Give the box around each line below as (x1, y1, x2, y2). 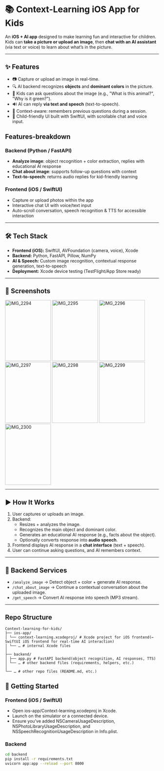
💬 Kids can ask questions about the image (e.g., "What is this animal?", (12, 90, 155, 96)
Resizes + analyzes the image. (19, 522, 81, 528)
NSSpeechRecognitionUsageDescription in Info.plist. (12, 729, 118, 734)
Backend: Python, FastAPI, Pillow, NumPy (12, 252, 96, 259)
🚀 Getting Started (5, 682, 59, 690)
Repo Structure (5, 613, 52, 622)
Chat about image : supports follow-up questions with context (12, 169, 137, 175)
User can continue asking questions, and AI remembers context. (12, 548, 142, 553)
